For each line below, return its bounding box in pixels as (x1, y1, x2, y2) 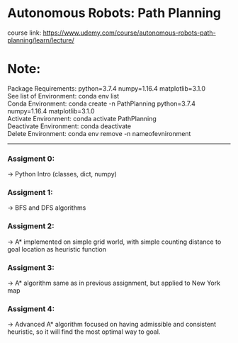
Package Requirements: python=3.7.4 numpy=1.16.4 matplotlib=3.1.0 (7, 84, 206, 93)
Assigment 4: (7, 303, 55, 313)
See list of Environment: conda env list (7, 91, 119, 100)
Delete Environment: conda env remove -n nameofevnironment (7, 129, 191, 137)
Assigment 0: (7, 154, 55, 164)
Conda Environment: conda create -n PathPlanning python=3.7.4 (7, 99, 196, 108)
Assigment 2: (7, 221, 55, 231)
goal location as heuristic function (7, 244, 107, 253)
